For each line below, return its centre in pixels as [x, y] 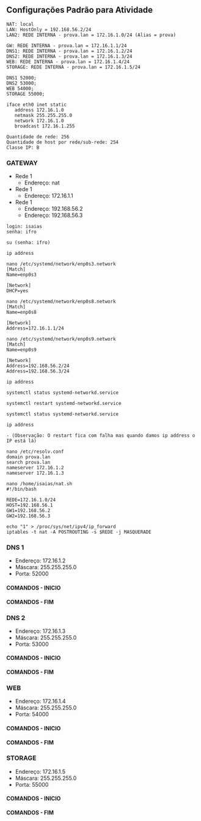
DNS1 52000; [21, 78]
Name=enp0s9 [21, 350]
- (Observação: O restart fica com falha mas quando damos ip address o [101, 436]
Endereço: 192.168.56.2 [53, 209]
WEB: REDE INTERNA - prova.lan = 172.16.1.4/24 [68, 62]
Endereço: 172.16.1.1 [49, 196]
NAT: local [20, 24]
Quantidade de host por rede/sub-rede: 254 [63, 142]
